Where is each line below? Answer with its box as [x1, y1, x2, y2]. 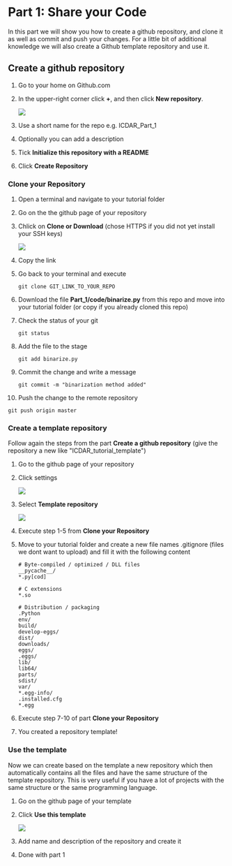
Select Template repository [17, 500, 98, 508]
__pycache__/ [17, 567, 56, 575]
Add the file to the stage [17, 342, 88, 351]
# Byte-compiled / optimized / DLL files [17, 562, 140, 568]
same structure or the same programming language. [8, 783, 157, 791]
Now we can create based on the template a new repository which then [8, 761, 213, 769]
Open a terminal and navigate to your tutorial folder [17, 195, 165, 203]
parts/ [17, 671, 38, 678]
